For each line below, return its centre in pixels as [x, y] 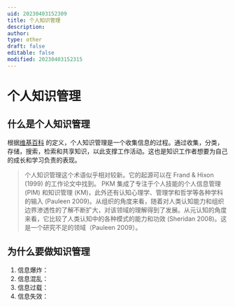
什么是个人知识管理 [49, 124]
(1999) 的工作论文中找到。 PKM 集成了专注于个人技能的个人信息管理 [123, 184]
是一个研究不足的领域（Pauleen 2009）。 [83, 227]
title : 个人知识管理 [34, 20]
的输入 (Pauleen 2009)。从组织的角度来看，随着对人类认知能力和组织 [124, 201]
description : [26, 27]
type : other [24, 40]
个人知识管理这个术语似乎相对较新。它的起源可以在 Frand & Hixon [119, 175]
